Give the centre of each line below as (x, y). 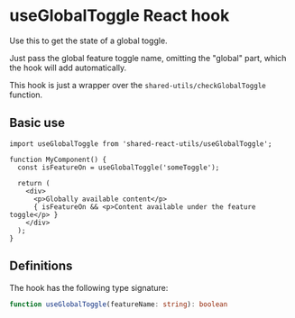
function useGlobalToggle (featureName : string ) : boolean (119, 304)
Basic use (37, 123)
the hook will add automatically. (68, 68)
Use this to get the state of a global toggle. (89, 41)
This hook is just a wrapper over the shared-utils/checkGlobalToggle (138, 85)
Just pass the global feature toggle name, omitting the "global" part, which (148, 58)
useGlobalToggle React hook (120, 16)
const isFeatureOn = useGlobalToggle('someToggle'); (119, 168)
